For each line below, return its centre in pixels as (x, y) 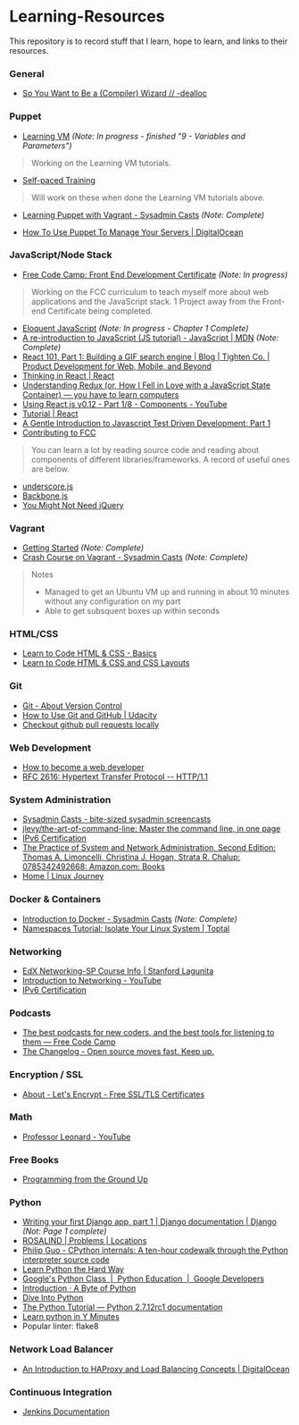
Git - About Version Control (72, 705)
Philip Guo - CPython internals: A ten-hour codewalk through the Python (155, 1250)
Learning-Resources (87, 17)
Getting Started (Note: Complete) (83, 548)
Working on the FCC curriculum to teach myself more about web (150, 291)
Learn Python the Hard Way (73, 1270)
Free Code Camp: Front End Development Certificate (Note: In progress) (155, 274)
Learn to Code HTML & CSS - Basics (90, 653)
